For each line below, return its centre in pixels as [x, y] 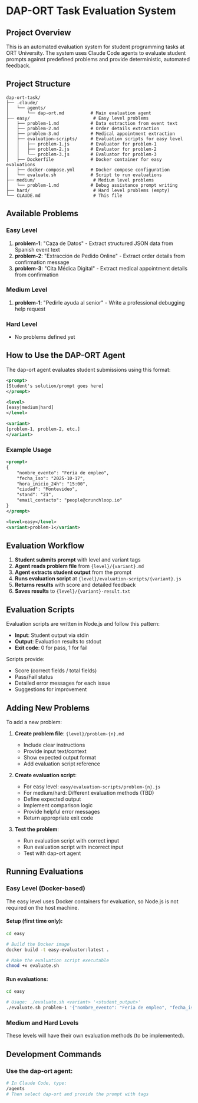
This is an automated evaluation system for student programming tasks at [95, 47]
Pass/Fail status [34, 677]
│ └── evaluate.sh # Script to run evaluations [84, 175]
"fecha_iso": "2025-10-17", [51, 478]
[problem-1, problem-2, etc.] [43, 429]
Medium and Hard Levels [42, 1023]
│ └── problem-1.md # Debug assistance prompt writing [92, 185]
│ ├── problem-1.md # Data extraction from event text [92, 123]
